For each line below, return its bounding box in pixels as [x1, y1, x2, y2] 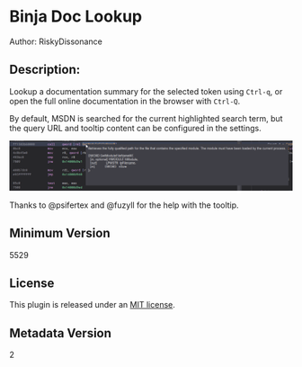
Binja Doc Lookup [9, 6, 143, 27]
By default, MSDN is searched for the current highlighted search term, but [9, 112, 283, 123]
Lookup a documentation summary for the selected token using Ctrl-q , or [9, 85, 283, 96]
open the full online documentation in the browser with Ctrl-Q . [9, 95, 241, 106]
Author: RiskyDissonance [9, 36, 103, 47]
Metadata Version [9, 326, 112, 341]
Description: [9, 62, 81, 77]
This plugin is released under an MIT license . [9, 300, 175, 310]
